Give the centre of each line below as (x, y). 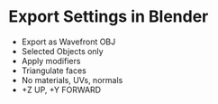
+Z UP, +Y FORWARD (61, 90)
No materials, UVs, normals (72, 80)
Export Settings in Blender (109, 17)
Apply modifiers (51, 61)
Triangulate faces (54, 71)
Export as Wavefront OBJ (68, 42)
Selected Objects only (63, 51)
